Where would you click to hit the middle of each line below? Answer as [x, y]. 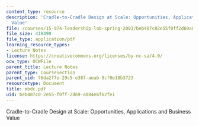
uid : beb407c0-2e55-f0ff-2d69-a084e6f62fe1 [61, 94]
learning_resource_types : [38, 45]
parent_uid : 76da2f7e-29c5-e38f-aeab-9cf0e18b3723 [70, 78]
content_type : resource [36, 12]
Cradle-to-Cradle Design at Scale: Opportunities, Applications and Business [99, 111]
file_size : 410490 [29, 34]
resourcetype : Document [36, 84]
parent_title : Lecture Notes [42, 67]
